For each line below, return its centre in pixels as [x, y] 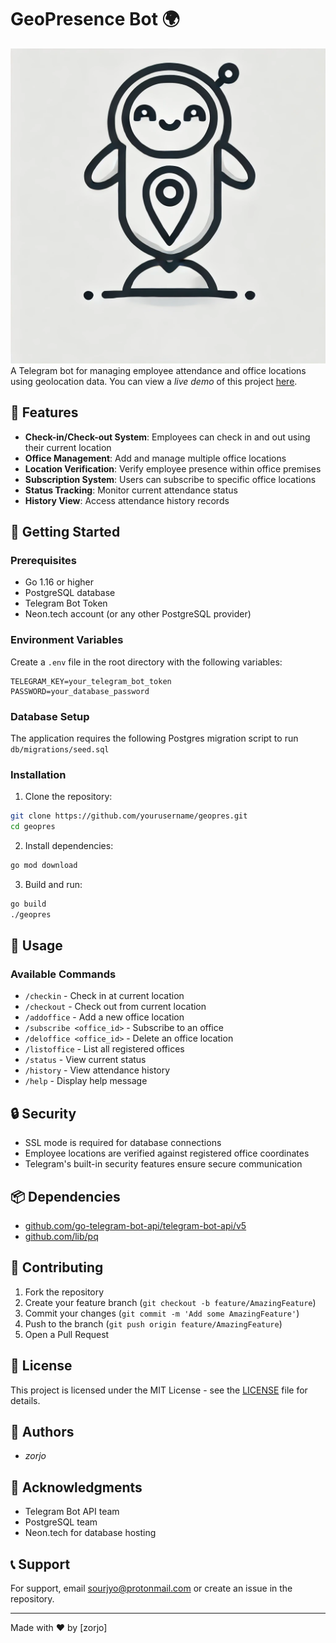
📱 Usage [36, 946]
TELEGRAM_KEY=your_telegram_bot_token [91, 681]
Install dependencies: [69, 846]
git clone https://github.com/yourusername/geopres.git [129, 816]
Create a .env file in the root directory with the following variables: [146, 662]
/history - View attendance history [97, 1070]
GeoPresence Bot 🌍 [95, 19]
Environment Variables [67, 640]
